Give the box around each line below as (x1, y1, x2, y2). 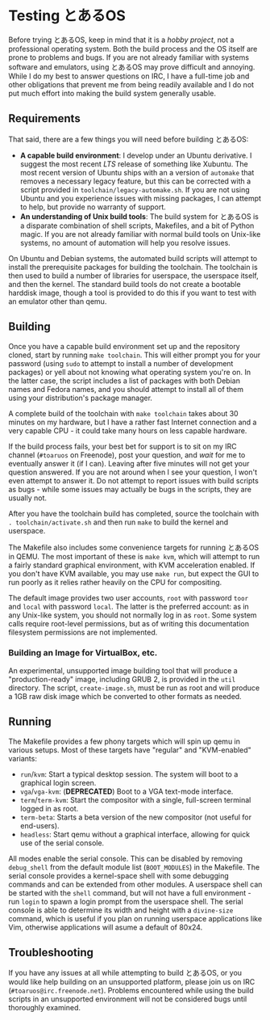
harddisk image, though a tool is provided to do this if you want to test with (8, 288, 256, 297)
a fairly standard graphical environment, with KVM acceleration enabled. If (8, 560, 255, 570)
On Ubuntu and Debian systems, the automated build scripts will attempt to (8, 253, 258, 263)
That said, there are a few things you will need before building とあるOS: (8, 134, 249, 144)
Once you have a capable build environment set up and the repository (8, 341, 240, 351)
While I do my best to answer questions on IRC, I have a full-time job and (8, 71, 250, 81)
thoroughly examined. (8, 1003, 81, 1013)
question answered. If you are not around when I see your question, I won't (8, 467, 258, 477)
